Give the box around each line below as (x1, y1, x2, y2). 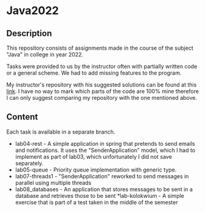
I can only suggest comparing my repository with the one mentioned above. (6, 94, 198, 101)
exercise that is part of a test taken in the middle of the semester (15, 199, 179, 206)
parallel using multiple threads (15, 179, 92, 186)
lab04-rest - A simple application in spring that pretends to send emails (15, 140, 195, 147)
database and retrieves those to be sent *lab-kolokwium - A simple (15, 192, 185, 199)
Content (6, 112, 39, 123)
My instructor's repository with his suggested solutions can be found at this (6, 81, 197, 88)
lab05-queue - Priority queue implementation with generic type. (15, 166, 177, 173)
